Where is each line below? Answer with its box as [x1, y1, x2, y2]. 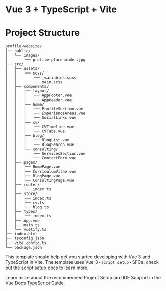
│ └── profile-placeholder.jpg [5, 57, 86, 62]
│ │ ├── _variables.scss [5, 75, 77, 80]
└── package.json [5, 245, 42, 250]
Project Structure [5, 27, 80, 39]
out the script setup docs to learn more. [5, 264, 89, 271]
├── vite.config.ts [5, 240, 47, 246]
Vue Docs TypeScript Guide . [5, 280, 65, 286]
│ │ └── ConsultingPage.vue [5, 178, 74, 183]
